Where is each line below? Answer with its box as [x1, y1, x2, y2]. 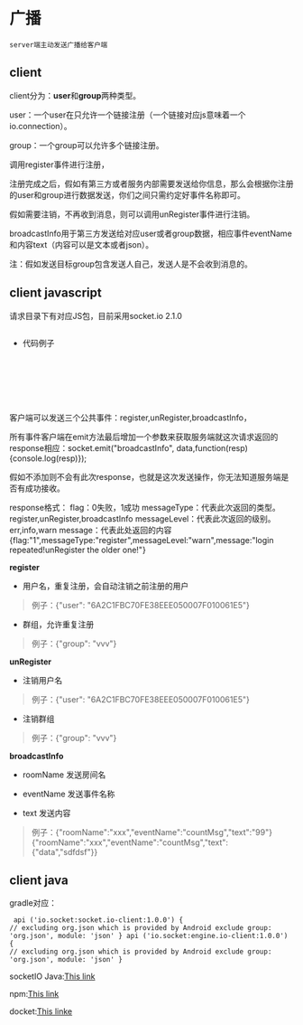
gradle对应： [9, 898, 57, 908]
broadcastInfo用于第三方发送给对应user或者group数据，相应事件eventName [9, 228, 293, 239]
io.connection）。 [9, 120, 72, 131]
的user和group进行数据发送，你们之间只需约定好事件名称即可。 [9, 189, 245, 200]
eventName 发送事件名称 [22, 788, 115, 799]
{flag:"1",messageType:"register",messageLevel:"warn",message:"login [9, 534, 274, 545]
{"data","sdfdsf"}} [31, 846, 98, 857]
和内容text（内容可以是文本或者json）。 [9, 239, 154, 249]
